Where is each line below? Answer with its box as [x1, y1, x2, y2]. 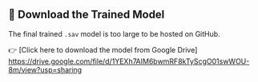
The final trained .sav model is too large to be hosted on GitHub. [8, 29, 220, 38]
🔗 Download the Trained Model [8, 8, 165, 21]
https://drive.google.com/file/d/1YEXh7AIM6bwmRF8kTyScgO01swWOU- [8, 57, 250, 66]
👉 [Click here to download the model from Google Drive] [8, 45, 198, 54]
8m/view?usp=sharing [8, 64, 83, 74]
